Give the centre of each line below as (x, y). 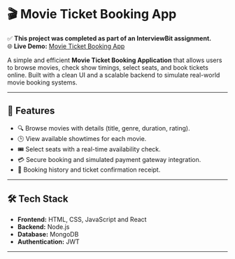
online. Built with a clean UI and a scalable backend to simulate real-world (114, 75)
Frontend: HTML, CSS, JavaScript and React (82, 219)
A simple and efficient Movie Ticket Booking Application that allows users (115, 60)
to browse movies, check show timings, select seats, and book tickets (108, 67)
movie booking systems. (42, 82)
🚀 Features (31, 111)
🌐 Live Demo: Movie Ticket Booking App (66, 46)
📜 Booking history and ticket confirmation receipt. (89, 170)
